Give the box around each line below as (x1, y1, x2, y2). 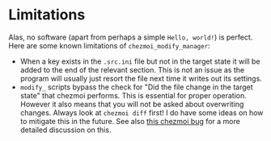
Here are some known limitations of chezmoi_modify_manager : (8, 40, 210, 50)
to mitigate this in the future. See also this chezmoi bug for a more (19, 116, 240, 126)
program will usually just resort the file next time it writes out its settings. (19, 73, 263, 83)
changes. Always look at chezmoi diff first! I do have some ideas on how (19, 107, 264, 118)
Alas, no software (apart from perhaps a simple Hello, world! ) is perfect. (8, 32, 253, 42)
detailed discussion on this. (19, 125, 112, 135)
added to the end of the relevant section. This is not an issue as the (19, 64, 245, 74)
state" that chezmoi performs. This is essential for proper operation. (19, 90, 247, 100)
